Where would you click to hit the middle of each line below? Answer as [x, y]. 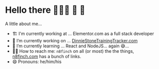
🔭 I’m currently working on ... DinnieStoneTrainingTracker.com [75, 40]
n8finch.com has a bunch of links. [47, 56]
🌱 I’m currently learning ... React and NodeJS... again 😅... [71, 46]
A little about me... [24, 24]
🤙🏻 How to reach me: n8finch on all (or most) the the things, [73, 51]
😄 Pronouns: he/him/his [37, 62]
